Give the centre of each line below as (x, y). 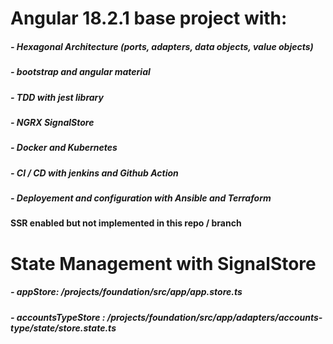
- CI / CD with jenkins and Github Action (94, 173)
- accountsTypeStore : (58, 317)
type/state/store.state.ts (63, 328)
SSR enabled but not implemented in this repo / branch (126, 223)
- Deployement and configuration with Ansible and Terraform (141, 198)
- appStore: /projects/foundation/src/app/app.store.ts (126, 292)
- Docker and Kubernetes (64, 148)
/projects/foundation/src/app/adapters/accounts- (214, 317)
